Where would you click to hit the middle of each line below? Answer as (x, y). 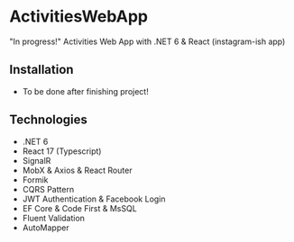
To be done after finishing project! (85, 91)
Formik (35, 179)
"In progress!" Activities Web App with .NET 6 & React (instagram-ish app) (147, 41)
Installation (41, 70)
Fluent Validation (54, 218)
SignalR (37, 160)
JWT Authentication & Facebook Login (94, 199)
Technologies (49, 120)
